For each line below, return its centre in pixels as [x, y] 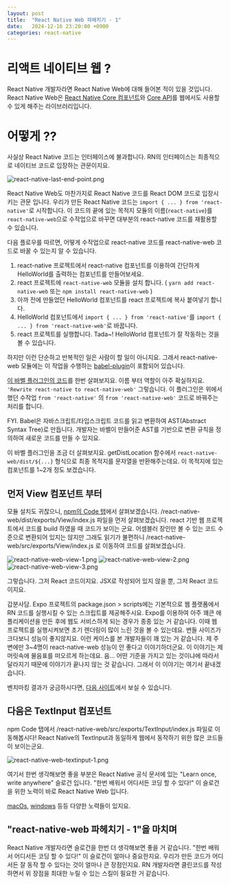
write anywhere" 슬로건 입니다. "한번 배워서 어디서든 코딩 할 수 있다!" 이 [104, 782]
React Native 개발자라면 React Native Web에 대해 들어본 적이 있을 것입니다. [110, 89]
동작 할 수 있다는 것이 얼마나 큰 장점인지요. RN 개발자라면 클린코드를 [118, 864]
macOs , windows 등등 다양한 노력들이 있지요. [69, 806]
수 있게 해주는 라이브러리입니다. [49, 106]
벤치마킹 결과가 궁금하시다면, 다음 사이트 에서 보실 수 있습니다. [90, 687]
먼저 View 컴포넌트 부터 [55, 494]
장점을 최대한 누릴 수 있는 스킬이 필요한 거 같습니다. [101, 873]
